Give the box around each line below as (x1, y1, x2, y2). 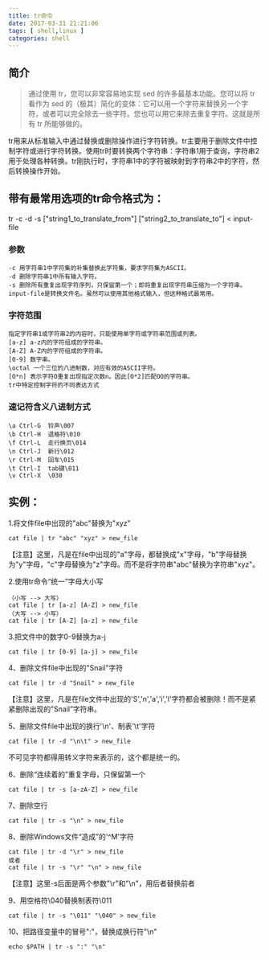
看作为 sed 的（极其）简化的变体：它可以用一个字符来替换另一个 (27, 99, 242, 109)
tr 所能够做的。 (37, 119, 87, 129)
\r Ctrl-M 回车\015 (8, 456, 75, 464)
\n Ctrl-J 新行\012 (8, 447, 75, 455)
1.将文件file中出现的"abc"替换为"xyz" (8, 518, 131, 527)
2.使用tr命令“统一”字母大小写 (8, 576, 104, 586)
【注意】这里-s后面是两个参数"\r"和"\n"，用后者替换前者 (8, 878, 195, 888)
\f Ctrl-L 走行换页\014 (8, 439, 87, 447)
